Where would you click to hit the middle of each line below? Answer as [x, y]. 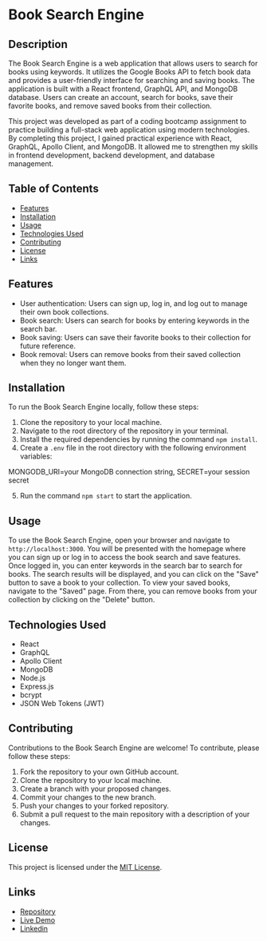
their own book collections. [64, 312]
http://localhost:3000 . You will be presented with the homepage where [127, 549]
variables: [36, 456]
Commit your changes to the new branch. [88, 797]
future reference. [48, 346]
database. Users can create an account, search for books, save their [121, 97]
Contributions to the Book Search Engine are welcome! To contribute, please [134, 748]
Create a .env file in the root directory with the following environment [133, 448]
